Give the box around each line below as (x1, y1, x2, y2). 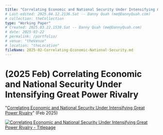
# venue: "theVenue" (5, 39, 47, 44)
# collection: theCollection (5, 16, 64, 21)
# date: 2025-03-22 (5, 30, 45, 34)
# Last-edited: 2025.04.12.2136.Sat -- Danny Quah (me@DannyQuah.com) (5, 12, 151, 16)
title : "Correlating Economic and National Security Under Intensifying (5, 7, 155, 12)
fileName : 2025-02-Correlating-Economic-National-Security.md (5, 47, 133, 52)
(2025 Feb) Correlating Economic (5, 68, 142, 79)
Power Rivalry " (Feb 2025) (5, 110, 58, 116)
